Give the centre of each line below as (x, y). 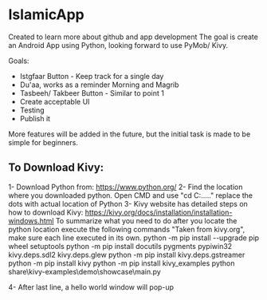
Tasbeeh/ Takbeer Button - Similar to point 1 (92, 93)
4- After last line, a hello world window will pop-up (91, 287)
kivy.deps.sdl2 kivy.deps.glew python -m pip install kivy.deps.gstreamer (127, 255)
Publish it (35, 118)
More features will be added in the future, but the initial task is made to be (130, 134)
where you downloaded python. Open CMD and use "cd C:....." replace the (131, 195)
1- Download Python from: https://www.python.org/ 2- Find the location (126, 187)
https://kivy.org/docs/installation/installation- (159, 212)
